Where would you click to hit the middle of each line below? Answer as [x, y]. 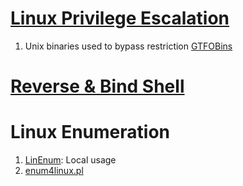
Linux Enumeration [90, 132]
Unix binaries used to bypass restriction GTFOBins [128, 46]
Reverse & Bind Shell [97, 86]
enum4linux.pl [54, 171]
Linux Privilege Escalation [120, 18]
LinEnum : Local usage [70, 160]
